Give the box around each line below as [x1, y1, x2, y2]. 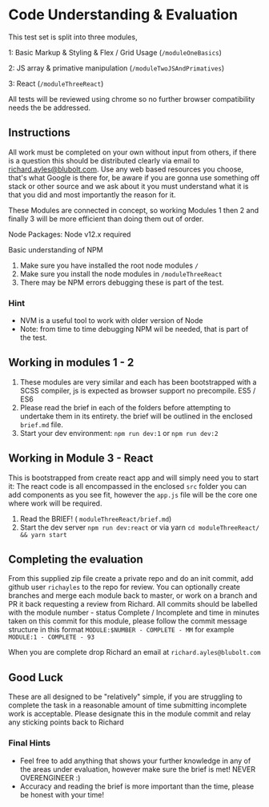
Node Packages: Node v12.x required [8, 229, 131, 239]
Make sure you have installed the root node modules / [19, 260, 199, 270]
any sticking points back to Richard [8, 717, 124, 727]
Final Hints [8, 737, 50, 748]
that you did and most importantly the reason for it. [8, 190, 176, 200]
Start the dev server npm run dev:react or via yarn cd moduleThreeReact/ [19, 523, 260, 532]
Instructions [8, 126, 70, 139]
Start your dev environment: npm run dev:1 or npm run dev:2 [19, 428, 219, 438]
